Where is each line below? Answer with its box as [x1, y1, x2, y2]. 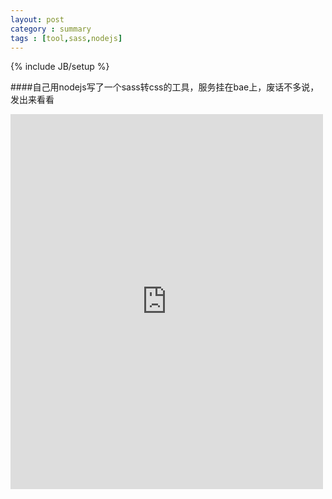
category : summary [10, 24, 92, 34]
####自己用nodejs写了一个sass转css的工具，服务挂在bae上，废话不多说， [10, 81, 320, 93]
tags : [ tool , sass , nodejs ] [10, 33, 123, 43]
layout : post [10, 14, 65, 25]
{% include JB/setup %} [10, 61, 110, 73]
